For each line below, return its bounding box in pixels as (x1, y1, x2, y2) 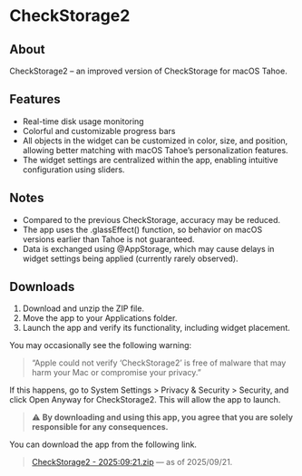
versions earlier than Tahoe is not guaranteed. (22, 233, 195, 245)
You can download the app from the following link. (9, 439, 198, 450)
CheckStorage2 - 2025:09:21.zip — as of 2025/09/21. (31, 457, 233, 468)
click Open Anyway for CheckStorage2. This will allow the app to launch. (9, 394, 281, 405)
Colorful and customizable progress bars (22, 125, 176, 136)
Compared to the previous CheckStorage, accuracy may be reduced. (22, 214, 281, 225)
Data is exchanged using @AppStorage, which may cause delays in (22, 243, 275, 254)
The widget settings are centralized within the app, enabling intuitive (22, 154, 278, 165)
